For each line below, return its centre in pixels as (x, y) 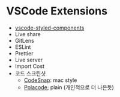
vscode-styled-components (49, 28)
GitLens (24, 40)
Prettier (24, 53)
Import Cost (30, 66)
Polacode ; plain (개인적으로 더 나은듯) (69, 87)
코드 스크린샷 (30, 73)
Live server (29, 60)
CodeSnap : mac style (50, 80)
